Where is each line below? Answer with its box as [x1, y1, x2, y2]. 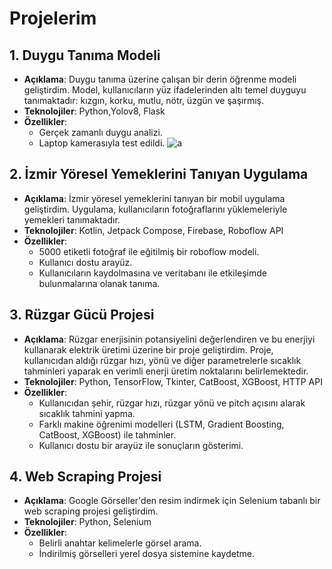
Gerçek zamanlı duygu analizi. [38, 127, 163, 138]
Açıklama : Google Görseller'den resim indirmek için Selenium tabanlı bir [23, 495, 321, 507]
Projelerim [9, 7, 97, 30]
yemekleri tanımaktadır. [23, 213, 121, 226]
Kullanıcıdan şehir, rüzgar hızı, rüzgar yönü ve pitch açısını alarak [38, 397, 306, 409]
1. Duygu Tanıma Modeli [9, 47, 161, 64]
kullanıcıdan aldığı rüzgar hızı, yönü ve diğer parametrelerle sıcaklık [23, 354, 302, 366]
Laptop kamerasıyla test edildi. [38, 137, 166, 149]
